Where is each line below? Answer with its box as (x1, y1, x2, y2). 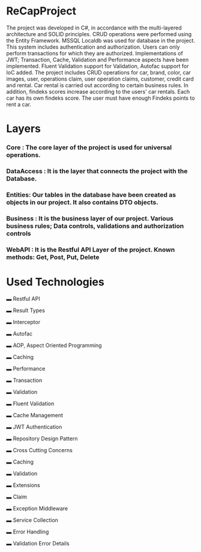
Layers (6, 122, 41, 136)
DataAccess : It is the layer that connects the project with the (6, 167, 188, 175)
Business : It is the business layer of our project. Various (6, 214, 174, 222)
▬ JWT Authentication (6, 423, 62, 431)
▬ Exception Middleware (6, 504, 68, 512)
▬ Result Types (6, 307, 45, 314)
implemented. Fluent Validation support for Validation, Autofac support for (6, 62, 189, 70)
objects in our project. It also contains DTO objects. (6, 198, 159, 206)
